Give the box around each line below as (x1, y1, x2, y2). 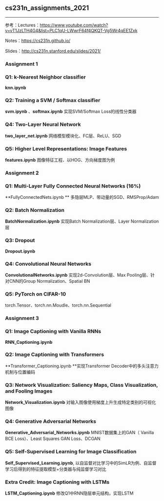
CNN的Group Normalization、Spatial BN (9, 278, 90, 284)
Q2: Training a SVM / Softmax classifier (5, 97, 101, 104)
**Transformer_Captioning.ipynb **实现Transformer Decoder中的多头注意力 (5, 363, 159, 369)
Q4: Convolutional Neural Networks (5, 260, 92, 267)
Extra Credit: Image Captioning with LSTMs (5, 479, 110, 485)
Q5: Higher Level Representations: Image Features (5, 145, 127, 152)
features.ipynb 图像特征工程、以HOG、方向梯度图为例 (5, 157, 115, 163)
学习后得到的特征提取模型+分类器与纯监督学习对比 (5, 466, 106, 472)
